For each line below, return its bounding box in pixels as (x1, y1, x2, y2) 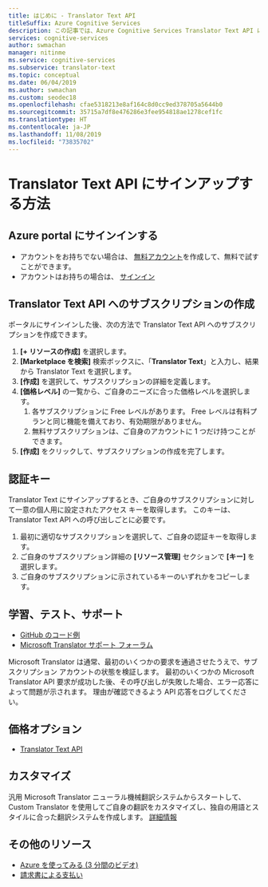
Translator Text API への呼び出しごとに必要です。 (8, 515, 170, 525)
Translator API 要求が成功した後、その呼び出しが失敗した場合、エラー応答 (8, 676, 253, 687)
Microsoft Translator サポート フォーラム (19, 640, 154, 649)
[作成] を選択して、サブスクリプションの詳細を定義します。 (19, 377, 215, 386)
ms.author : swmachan (8, 85, 77, 94)
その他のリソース (8, 838, 92, 851)
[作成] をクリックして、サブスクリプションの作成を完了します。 (19, 446, 229, 456)
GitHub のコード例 (19, 630, 81, 640)
